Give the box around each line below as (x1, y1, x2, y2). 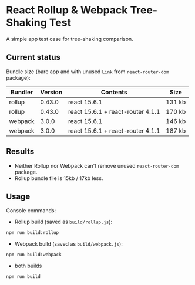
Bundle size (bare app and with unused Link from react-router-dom (6, 68, 169, 75)
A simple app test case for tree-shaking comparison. (6, 35, 133, 42)
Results (6, 147, 35, 157)
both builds (14, 262, 42, 270)
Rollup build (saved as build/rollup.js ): (14, 218, 113, 226)
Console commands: (6, 207, 56, 214)
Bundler (10, 88, 33, 96)
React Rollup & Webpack (6, 4, 128, 17)
